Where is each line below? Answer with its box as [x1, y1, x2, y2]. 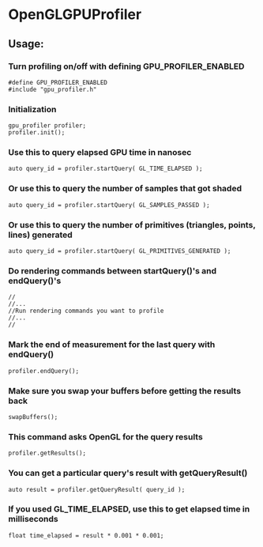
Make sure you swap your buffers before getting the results [8, 385, 242, 396]
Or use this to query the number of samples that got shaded [8, 183, 242, 194]
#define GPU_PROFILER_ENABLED [8, 78, 108, 86]
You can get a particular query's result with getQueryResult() [8, 468, 248, 479]
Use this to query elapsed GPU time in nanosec [8, 147, 192, 158]
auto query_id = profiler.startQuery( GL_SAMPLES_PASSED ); [8, 201, 211, 209]
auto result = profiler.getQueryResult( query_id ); [8, 485, 186, 493]
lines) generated [8, 229, 73, 240]
